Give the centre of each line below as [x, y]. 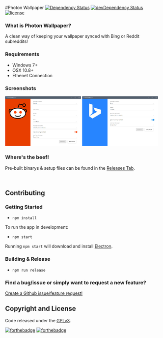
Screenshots [21, 88]
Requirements [22, 54]
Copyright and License [41, 309]
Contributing [25, 193]
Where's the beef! [27, 157]
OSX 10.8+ [23, 70]
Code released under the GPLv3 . [38, 320]
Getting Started [24, 207]
